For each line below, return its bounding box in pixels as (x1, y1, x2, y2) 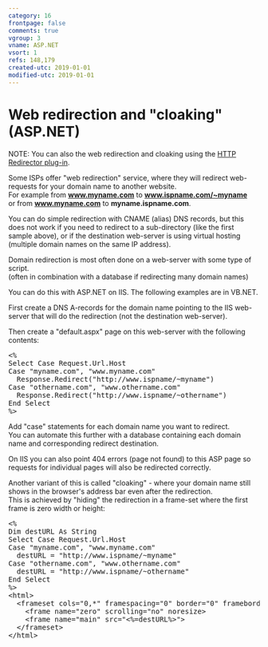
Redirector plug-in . (8, 157, 70, 167)
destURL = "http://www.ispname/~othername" (16, 566, 190, 576)
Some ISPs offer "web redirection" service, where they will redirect (8, 173, 229, 182)
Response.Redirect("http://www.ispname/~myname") (16, 375, 215, 383)
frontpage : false (8, 19, 66, 27)
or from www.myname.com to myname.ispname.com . (8, 198, 191, 208)
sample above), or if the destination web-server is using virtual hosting (8, 231, 241, 240)
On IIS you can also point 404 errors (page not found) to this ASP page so (8, 454, 251, 463)
